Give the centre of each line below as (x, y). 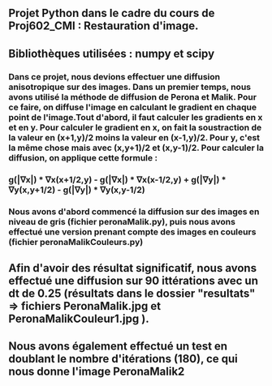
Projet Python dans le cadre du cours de (112, 13)
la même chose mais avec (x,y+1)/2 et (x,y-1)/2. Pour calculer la (136, 148)
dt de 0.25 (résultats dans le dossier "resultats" (132, 293)
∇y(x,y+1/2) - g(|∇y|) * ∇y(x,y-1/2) (77, 190)
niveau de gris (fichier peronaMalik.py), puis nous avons (122, 221)
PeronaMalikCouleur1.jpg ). (79, 318)
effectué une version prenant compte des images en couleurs (132, 232)
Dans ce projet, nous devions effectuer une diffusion (114, 76)
